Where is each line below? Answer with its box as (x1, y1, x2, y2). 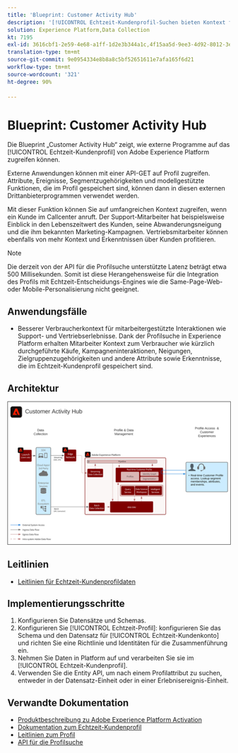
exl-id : (7, 41, 30, 49)
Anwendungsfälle (7, 306, 88, 318)
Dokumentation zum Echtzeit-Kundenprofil (17, 723, 142, 732)
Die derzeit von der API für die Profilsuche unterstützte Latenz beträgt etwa (7, 263, 227, 271)
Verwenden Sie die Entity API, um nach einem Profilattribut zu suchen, (17, 669, 222, 677)
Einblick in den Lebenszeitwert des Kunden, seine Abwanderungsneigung (7, 220, 222, 229)
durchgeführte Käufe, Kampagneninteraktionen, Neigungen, (17, 347, 193, 356)
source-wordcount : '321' (7, 71, 81, 78)
